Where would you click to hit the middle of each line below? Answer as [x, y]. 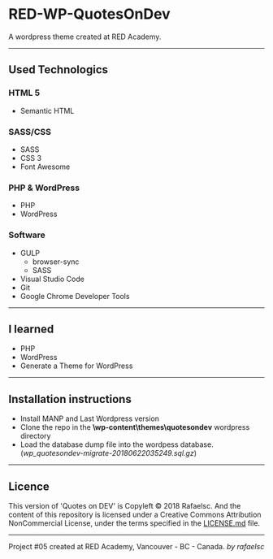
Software [27, 235]
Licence [29, 486]
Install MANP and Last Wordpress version [90, 418]
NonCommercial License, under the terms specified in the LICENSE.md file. [134, 523]
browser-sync [56, 262]
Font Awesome [45, 167]
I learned [31, 329]
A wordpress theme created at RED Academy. [85, 37]
